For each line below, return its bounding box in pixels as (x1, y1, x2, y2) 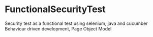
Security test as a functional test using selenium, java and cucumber (5, 20, 148, 26)
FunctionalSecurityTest (5, 4, 106, 15)
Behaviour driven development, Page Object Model (5, 25, 112, 31)
